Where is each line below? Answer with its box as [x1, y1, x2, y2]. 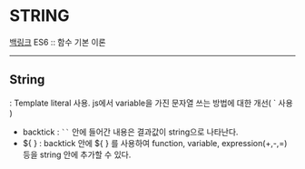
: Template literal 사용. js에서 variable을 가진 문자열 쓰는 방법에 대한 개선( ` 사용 [9, 97, 293, 108]
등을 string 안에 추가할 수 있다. [22, 149, 132, 160]
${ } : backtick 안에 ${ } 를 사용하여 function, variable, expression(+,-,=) [22, 137, 288, 148]
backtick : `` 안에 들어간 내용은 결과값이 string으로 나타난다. [22, 126, 239, 137]
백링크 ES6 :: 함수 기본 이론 [9, 36, 106, 47]
